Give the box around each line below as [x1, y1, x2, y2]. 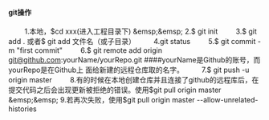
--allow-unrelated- [196, 95, 259, 105]
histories [8, 104, 38, 114]
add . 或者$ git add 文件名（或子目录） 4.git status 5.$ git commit [8, 37, 256, 46]
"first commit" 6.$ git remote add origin [16, 46, 163, 55]
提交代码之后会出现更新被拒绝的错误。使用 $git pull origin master [8, 85, 222, 95]
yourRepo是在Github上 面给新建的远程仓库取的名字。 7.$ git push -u [8, 65, 250, 75]
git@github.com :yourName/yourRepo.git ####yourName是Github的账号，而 [8, 55, 261, 65]
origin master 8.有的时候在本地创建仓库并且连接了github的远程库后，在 [8, 75, 259, 85]
